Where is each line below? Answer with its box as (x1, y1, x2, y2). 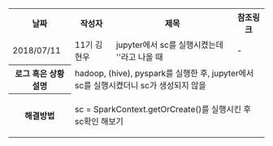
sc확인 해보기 (74, 116, 124, 127)
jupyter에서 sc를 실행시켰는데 (115, 40, 224, 50)
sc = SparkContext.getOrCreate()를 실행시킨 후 (74, 104, 252, 114)
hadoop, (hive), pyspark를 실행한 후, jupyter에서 (74, 67, 254, 79)
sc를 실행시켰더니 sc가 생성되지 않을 (74, 79, 207, 91)
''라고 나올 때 (115, 52, 163, 62)
